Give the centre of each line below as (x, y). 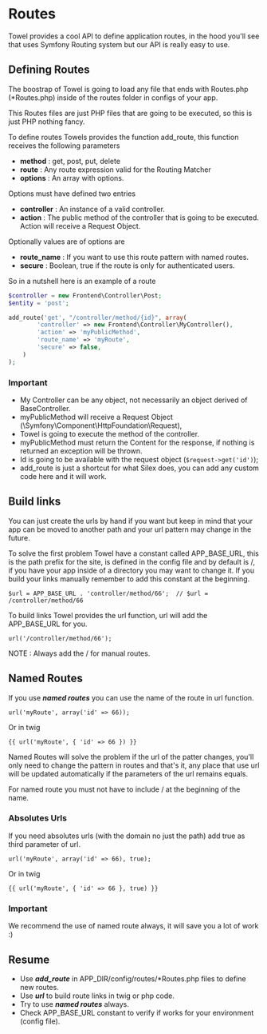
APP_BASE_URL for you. (48, 624)
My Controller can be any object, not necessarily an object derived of (134, 400)
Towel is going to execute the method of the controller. (110, 433)
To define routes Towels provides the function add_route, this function (124, 137)
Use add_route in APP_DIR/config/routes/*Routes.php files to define (133, 978)
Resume (29, 959)
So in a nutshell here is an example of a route (82, 281)
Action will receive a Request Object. (80, 226)
